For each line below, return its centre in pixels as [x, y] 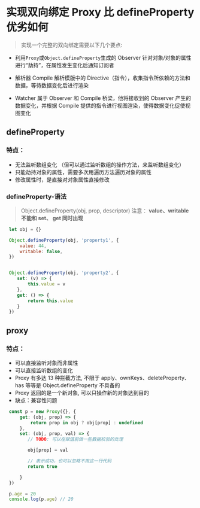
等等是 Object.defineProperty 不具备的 [73, 385]
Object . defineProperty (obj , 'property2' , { [64, 273]
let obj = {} [25, 229]
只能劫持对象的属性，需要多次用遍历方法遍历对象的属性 [83, 172]
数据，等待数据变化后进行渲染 [51, 85]
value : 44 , [33, 246]
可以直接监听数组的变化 [44, 370]
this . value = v [47, 284]
